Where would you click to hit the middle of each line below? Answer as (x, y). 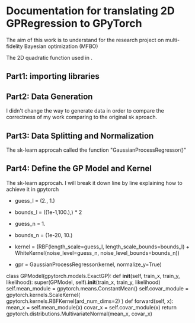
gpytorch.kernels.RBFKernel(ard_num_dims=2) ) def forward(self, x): (90, 301)
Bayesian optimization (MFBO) (61, 46)
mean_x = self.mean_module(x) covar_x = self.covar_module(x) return (91, 307)
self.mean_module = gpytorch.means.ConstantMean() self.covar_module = (97, 288)
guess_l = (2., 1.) (35, 200)
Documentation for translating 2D (90, 11)
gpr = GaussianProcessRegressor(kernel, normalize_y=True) (88, 264)
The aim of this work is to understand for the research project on (85, 40)
